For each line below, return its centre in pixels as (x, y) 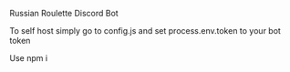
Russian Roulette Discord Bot (64, 13)
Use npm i (29, 58)
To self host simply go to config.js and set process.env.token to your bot (145, 31)
